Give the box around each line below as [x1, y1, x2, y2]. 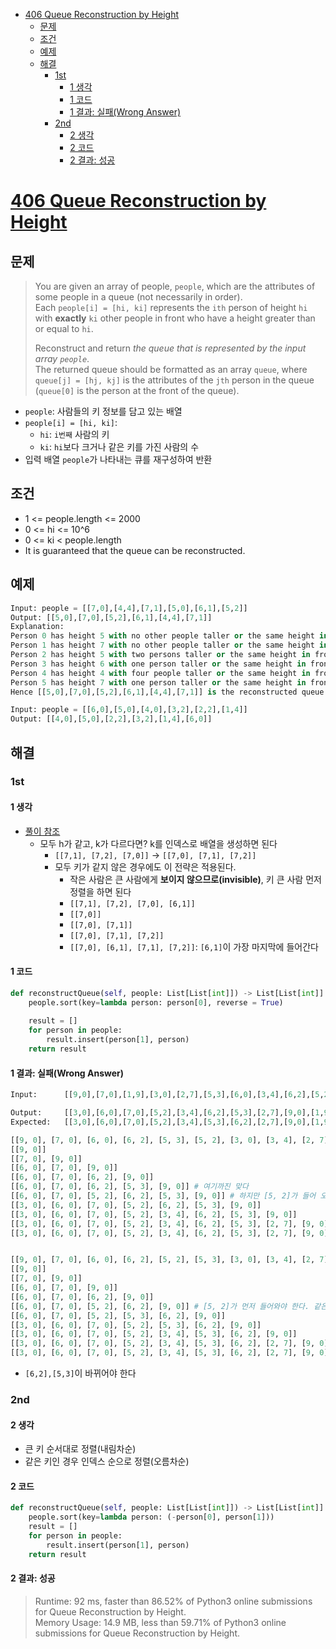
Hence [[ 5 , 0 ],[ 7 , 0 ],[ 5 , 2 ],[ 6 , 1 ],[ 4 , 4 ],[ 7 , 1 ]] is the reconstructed [10, 687, 298, 697]
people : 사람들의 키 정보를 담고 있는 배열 [24, 405, 183, 417]
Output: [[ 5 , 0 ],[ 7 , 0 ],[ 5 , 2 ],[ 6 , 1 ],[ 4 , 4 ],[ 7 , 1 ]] [10, 612, 213, 623]
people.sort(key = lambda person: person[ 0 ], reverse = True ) [28, 997, 284, 1008]
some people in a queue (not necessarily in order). [34, 291, 243, 303]
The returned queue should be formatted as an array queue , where [34, 364, 308, 375]
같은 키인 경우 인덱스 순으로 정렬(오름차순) [24, 1455, 190, 1468]
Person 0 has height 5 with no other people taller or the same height [10, 631, 315, 641]
